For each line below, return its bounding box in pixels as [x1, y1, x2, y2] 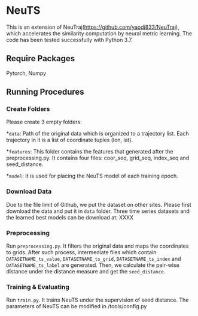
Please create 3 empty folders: [6, 118, 82, 126]
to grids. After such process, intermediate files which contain [6, 249, 157, 256]
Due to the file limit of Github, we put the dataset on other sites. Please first [6, 201, 191, 208]
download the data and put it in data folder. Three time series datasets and [6, 207, 190, 215]
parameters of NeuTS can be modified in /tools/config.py [6, 303, 147, 310]
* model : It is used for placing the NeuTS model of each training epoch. [6, 172, 178, 180]
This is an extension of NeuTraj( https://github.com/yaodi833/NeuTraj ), [6, 23, 179, 31]
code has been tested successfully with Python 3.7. [6, 36, 133, 43]
